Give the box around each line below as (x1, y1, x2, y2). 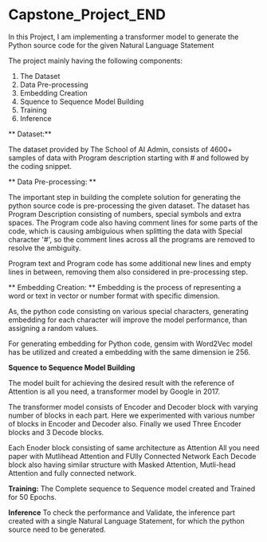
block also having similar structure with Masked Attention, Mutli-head (8, 460, 237, 469)
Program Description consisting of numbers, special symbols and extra (8, 209, 241, 218)
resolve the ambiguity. (8, 243, 81, 253)
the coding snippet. (8, 161, 73, 171)
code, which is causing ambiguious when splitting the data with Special (8, 226, 243, 236)
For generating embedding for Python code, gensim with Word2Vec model (8, 339, 253, 348)
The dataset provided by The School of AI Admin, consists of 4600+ (8, 144, 233, 154)
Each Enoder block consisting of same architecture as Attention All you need (8, 442, 260, 452)
